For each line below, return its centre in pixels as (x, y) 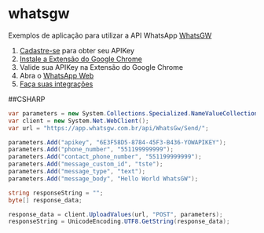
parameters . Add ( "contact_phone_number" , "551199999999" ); (105, 157)
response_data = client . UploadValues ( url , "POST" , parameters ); (115, 214)
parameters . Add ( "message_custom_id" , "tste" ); (86, 164)
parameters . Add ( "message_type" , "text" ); (77, 172)
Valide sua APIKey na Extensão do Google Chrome (101, 67)
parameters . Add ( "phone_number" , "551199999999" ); (91, 150)
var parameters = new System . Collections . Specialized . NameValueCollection (133, 113)
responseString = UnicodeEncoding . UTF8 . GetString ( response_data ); (119, 222)
